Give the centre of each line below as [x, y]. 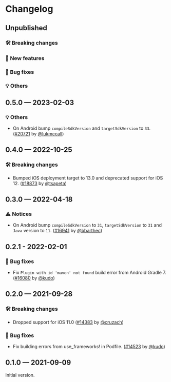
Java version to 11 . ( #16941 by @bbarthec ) [58, 231]
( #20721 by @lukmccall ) [38, 133]
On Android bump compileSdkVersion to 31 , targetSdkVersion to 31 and [87, 225]
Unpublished [26, 28]
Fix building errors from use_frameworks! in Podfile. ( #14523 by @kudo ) [89, 346]
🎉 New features [25, 58]
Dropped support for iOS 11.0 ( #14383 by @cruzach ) [68, 322]
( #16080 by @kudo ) [34, 278]
